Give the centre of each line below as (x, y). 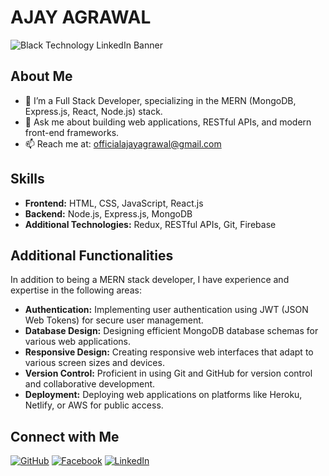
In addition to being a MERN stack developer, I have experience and (150, 280)
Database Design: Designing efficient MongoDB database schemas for (171, 331)
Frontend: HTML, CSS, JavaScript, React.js (114, 203)
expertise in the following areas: (76, 290)
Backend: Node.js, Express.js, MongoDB (108, 213)
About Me (41, 76)
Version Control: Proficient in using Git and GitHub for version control (168, 373)
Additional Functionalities (92, 255)
